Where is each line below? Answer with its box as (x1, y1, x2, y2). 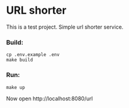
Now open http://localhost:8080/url (6, 95, 93, 102)
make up (6, 84, 26, 90)
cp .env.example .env (6, 52, 60, 58)
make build (6, 57, 33, 63)
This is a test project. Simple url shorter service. (6, 23, 124, 30)
